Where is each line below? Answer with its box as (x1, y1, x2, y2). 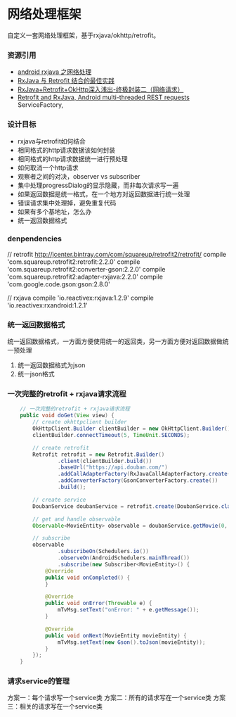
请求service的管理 (7, 676, 70, 686)
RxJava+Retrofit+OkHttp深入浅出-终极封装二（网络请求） (17, 85, 184, 94)
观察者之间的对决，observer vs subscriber (17, 172, 140, 180)
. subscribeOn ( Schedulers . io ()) (57, 548, 150, 555)
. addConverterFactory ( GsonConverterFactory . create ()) (57, 477, 218, 484)
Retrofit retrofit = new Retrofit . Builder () (32, 451, 165, 458)
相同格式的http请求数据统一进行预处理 (17, 154, 128, 163)
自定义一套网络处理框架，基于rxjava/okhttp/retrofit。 (7, 31, 160, 39)
